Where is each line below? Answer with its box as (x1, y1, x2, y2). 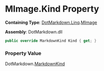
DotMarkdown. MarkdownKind (5, 61, 65, 67)
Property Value (5, 50, 42, 56)
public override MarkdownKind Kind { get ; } (5, 38, 97, 43)
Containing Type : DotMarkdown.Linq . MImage (5, 19, 97, 25)
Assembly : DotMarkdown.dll (5, 29, 63, 35)
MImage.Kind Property (5, 3, 100, 15)
